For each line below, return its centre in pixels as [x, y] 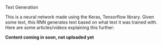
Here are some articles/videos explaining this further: [60, 27]
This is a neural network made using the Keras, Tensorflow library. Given [80, 17]
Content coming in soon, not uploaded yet [50, 37]
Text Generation [22, 7]
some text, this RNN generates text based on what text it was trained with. [81, 22]
